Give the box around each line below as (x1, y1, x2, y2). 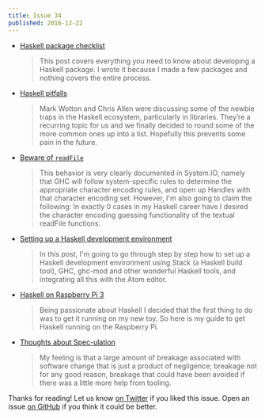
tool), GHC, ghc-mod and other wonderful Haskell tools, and (39, 266, 236, 276)
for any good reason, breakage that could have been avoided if (39, 369, 245, 379)
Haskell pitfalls (19, 88, 67, 97)
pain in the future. (39, 137, 97, 147)
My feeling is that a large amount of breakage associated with (39, 352, 241, 362)
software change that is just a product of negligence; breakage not (39, 361, 258, 371)
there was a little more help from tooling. (39, 378, 172, 387)
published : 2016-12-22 (8, 19, 83, 27)
